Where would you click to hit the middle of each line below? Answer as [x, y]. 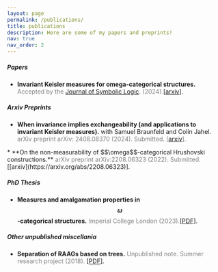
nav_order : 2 [26, 45]
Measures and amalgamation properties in [78, 200]
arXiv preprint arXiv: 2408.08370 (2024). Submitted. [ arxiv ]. [101, 139]
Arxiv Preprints [29, 107]
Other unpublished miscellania [52, 236]
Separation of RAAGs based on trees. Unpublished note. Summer [110, 254]
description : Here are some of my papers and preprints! [90, 32]
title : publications [37, 26]
